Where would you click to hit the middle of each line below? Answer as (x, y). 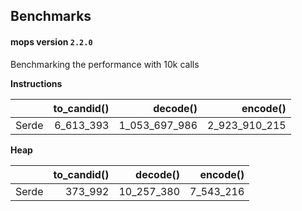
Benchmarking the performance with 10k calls (105, 64)
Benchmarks (51, 16)
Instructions (36, 83)
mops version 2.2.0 (51, 41)
